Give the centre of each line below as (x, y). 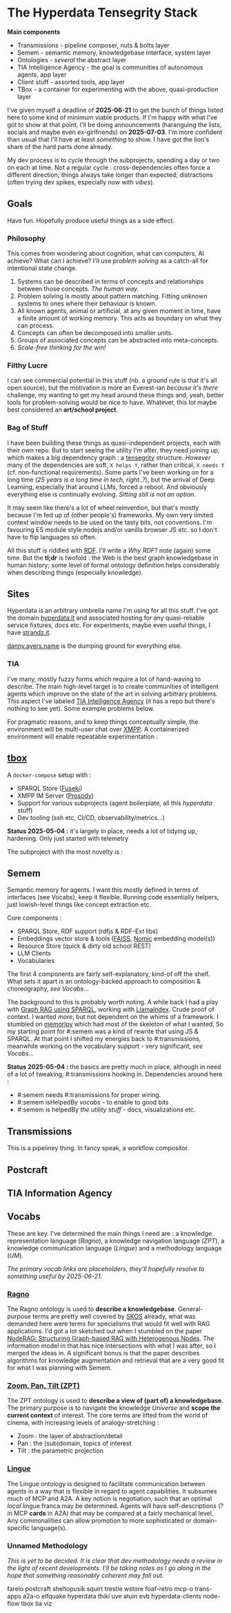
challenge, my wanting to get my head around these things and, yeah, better (115, 395)
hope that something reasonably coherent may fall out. (86, 1575)
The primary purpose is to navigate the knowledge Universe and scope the (114, 1408)
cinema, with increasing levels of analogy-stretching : (83, 1423)
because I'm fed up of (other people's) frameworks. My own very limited (110, 515)
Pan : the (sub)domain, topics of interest (74, 1443)
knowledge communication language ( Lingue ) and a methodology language (114, 1248)
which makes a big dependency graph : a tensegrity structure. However (109, 457)
